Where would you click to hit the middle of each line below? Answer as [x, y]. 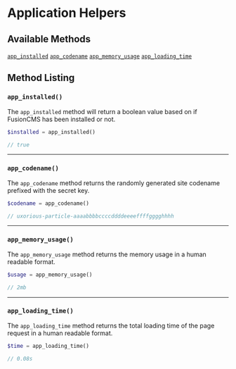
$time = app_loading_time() [48, 346]
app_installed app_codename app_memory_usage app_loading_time [99, 56]
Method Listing [41, 78]
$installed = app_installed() [52, 132]
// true [19, 145]
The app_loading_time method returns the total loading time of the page [111, 325]
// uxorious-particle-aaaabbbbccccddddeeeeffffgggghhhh [91, 216]
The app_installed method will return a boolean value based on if [103, 111]
